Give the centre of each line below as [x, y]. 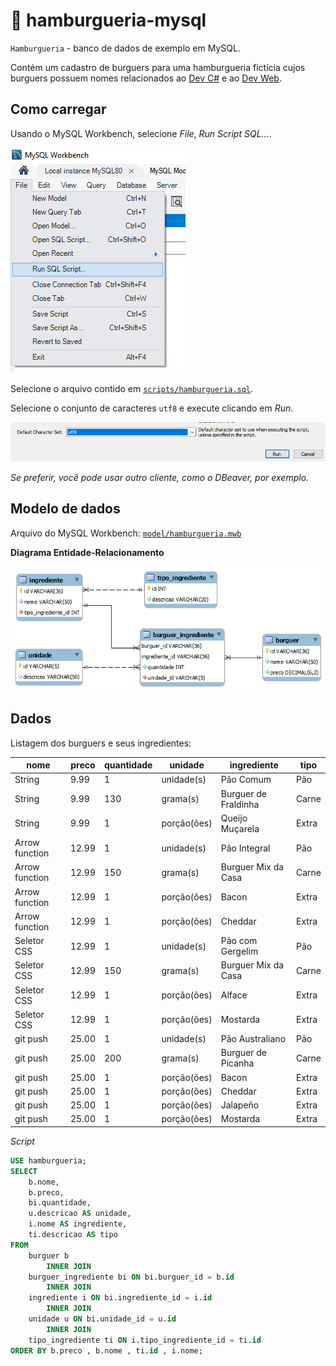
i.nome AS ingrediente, [78, 1224]
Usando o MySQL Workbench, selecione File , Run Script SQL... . [141, 133]
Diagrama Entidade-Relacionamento [87, 552]
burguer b [49, 1255]
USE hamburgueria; [48, 1160]
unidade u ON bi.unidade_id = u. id [102, 1319]
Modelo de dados [65, 509]
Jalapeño [240, 1105]
